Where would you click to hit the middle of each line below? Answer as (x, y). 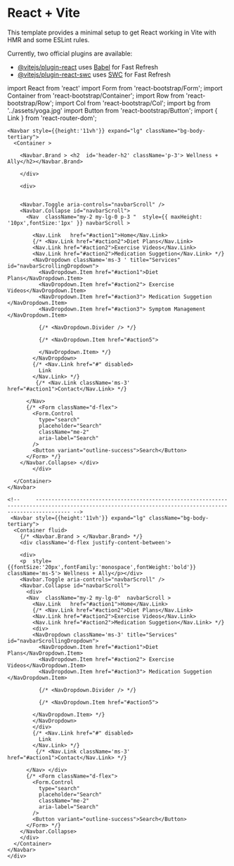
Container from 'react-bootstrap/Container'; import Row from (96, 96)
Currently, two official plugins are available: (70, 53)
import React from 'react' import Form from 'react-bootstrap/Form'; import (115, 88)
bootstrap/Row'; (31, 103)
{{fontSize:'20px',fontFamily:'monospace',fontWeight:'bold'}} (102, 567)
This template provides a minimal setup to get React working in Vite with (112, 32)
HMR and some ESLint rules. (48, 39)
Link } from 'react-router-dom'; (52, 118)
